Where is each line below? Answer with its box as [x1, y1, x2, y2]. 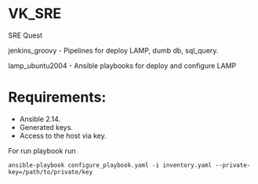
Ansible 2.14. [19, 114, 61, 124]
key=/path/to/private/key [8, 168, 93, 176]
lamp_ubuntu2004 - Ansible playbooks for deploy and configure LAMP [8, 60, 237, 70]
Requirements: [8, 88, 107, 106]
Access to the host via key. [19, 131, 107, 140]
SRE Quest [8, 31, 43, 40]
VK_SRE [8, 5, 62, 23]
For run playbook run [8, 146, 76, 155]
